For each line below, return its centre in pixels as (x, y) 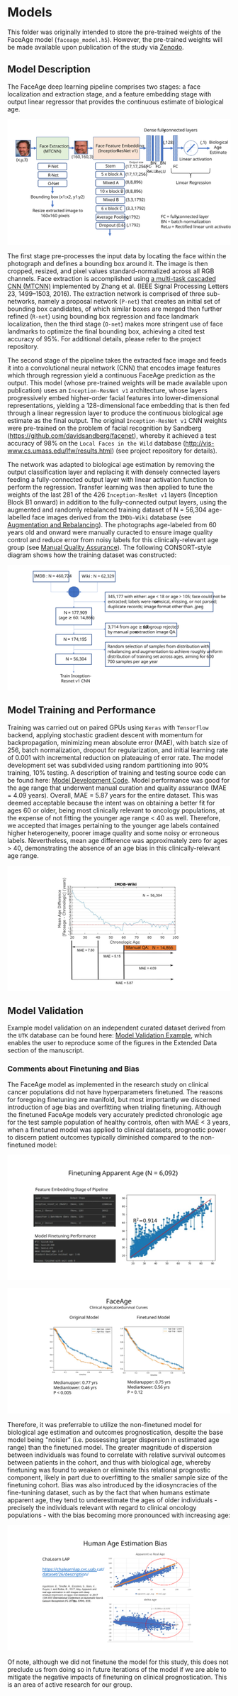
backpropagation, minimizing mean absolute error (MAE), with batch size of (118, 742)
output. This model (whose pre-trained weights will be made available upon (118, 382)
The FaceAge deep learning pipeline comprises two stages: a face (104, 87)
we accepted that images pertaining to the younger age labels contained (113, 825)
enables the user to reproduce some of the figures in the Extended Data (112, 1043)
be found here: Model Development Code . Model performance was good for (119, 780)
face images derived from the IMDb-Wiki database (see (112, 517)
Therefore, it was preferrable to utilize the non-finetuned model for (104, 1424)
